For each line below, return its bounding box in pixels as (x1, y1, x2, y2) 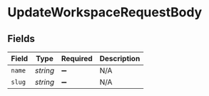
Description (99, 54, 141, 63)
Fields (7, 33, 36, 45)
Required (61, 54, 93, 63)
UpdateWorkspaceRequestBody (7, 4, 203, 21)
